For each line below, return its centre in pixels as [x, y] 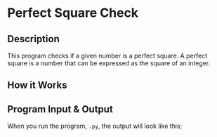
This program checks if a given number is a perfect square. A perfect [107, 56]
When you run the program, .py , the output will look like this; [95, 126]
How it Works [37, 85]
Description [33, 39]
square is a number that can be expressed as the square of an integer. [109, 63]
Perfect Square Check [73, 13]
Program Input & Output [60, 109]
